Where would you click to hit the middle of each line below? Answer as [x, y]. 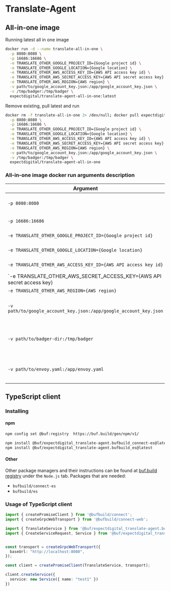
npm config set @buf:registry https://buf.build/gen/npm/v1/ [72, 434]
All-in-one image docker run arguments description [70, 175]
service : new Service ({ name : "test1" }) [54, 579]
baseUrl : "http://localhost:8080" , [47, 551]
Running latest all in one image [37, 40]
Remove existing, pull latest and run [42, 106]
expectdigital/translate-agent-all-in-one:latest [63, 96]
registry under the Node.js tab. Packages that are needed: [66, 476]
